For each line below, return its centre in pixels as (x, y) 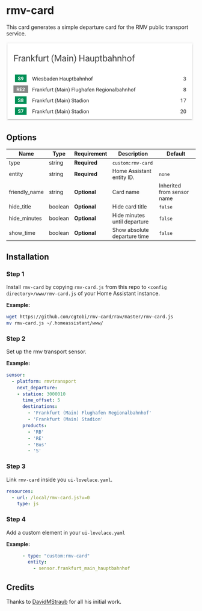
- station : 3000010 (41, 394)
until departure (130, 221)
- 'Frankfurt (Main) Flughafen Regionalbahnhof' (90, 413)
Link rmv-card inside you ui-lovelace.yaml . (60, 479)
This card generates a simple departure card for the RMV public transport (97, 27)
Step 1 (15, 274)
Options (22, 138)
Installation (28, 257)
